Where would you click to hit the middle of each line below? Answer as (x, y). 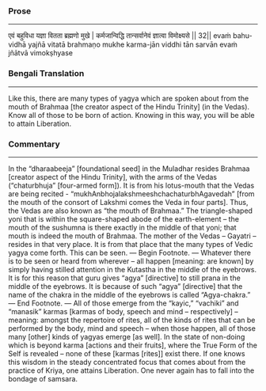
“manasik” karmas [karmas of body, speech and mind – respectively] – (123, 311)
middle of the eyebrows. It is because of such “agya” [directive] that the (125, 286)
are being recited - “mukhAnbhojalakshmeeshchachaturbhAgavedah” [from (131, 194)
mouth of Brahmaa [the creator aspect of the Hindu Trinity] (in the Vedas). (129, 106)
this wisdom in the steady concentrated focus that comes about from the (127, 362)
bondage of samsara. (43, 378)
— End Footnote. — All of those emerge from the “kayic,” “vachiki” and (123, 303)
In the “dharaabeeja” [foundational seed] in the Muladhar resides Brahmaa (129, 169)
